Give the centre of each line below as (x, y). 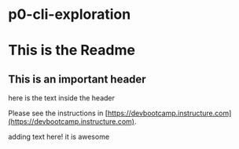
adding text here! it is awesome (59, 137)
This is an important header (77, 79)
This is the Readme (72, 51)
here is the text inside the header (62, 98)
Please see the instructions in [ (58, 113)
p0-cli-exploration (70, 15)
